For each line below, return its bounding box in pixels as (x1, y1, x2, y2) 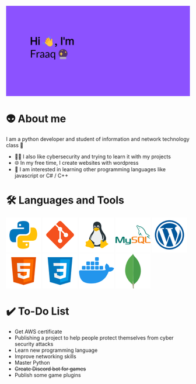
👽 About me (6, 112, 66, 126)
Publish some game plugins (14, 371, 81, 378)
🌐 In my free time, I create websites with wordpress (14, 160, 139, 167)
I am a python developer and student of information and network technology (6, 136, 190, 143)
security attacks (14, 340, 54, 347)
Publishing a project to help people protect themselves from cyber (14, 334, 174, 341)
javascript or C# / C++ (14, 172, 69, 179)
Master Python (14, 359, 51, 366)
